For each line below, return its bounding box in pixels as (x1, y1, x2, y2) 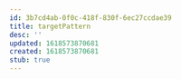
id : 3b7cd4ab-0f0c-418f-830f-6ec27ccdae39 (9, 13, 172, 23)
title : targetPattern (9, 22, 91, 31)
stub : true (9, 55, 51, 64)
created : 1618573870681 (9, 47, 100, 56)
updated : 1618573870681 (9, 38, 100, 48)
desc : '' (9, 30, 43, 39)
